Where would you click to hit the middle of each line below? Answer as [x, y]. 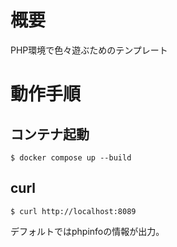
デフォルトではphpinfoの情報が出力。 [87, 231]
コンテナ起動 [50, 134]
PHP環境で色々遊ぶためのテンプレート [89, 50]
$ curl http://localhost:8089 [73, 211]
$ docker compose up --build [71, 157]
